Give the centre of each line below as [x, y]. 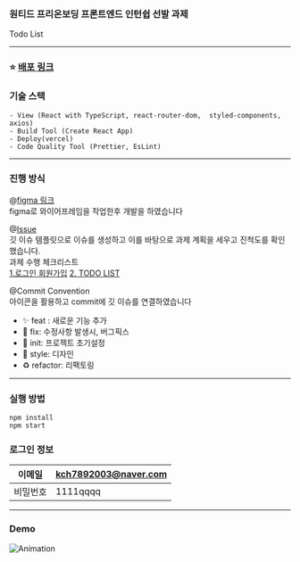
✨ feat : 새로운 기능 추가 [64, 320]
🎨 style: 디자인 [48, 353]
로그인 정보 [32, 450]
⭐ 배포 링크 [32, 67]
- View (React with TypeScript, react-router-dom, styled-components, [145, 115]
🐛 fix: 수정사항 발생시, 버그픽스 [75, 331]
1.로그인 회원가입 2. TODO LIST [65, 273]
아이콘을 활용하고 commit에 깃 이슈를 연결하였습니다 [100, 302]
